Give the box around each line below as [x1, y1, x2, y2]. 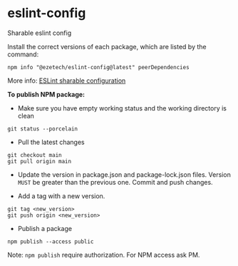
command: [7, 50, 39, 58]
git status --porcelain [7, 125, 78, 133]
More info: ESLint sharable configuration [7, 76, 126, 85]
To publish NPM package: [7, 90, 86, 98]
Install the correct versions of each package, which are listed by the [7, 42, 207, 51]
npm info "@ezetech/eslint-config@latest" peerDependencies [7, 63, 190, 71]
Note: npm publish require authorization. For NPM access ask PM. [7, 250, 200, 259]
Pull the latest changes [17, 138, 86, 146]
